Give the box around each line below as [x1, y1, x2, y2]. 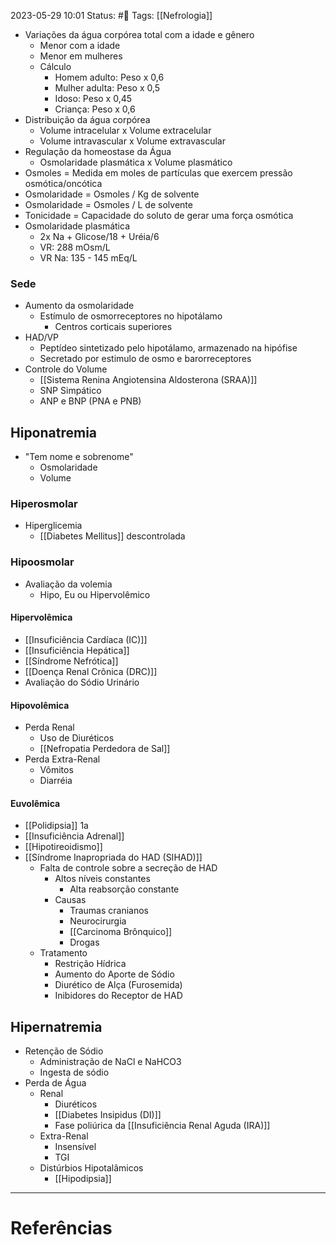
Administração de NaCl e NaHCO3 [39, 1056, 182, 1068]
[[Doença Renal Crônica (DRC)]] [24, 665, 158, 677]
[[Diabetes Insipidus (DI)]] [54, 1109, 162, 1121]
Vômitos [39, 764, 74, 776]
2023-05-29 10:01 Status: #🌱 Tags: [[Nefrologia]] [10, 10, 213, 21]
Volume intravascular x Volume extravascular [39, 135, 226, 147]
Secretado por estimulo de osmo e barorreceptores [39, 353, 252, 365]
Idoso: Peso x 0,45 [54, 93, 133, 104]
